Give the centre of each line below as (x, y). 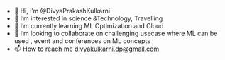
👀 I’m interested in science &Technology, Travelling (88, 18)
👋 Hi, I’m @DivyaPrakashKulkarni (62, 11)
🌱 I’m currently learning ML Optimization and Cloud (89, 26)
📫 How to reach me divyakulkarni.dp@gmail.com (87, 49)
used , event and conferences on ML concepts (82, 41)
